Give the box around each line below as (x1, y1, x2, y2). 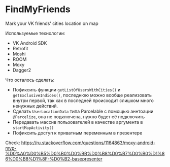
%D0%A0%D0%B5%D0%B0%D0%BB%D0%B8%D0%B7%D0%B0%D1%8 (5, 150, 165, 156)
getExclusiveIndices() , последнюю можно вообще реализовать (12, 92, 152, 98)
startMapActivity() (12, 125, 54, 130)
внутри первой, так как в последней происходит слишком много (12, 97, 154, 104)
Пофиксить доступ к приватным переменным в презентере (12, 129, 143, 136)
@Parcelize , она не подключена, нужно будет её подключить (12, 113, 145, 120)
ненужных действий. (12, 103, 58, 109)
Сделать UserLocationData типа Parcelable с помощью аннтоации (12, 108, 154, 114)
